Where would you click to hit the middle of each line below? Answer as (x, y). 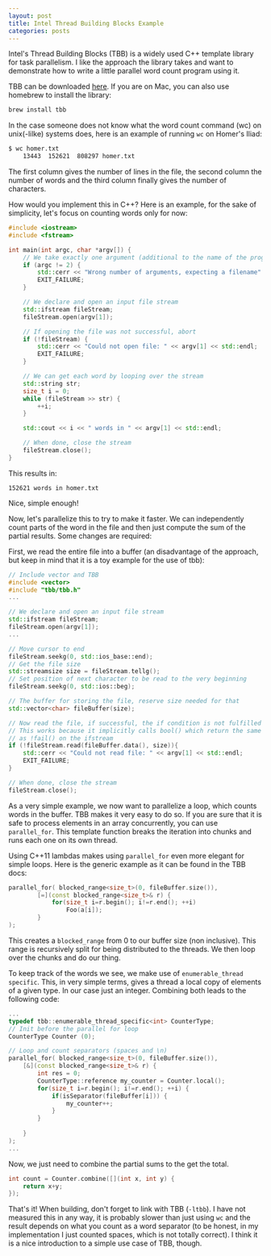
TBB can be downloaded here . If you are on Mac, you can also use (119, 86)
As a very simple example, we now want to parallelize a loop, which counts (133, 806)
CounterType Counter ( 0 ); (52, 1036)
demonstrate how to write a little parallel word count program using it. (124, 71)
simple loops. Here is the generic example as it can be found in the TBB (127, 864)
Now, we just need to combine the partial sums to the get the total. (119, 1164)
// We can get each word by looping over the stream (113, 376)
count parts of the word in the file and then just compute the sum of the (127, 527)
